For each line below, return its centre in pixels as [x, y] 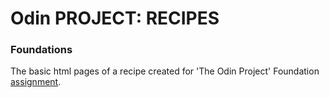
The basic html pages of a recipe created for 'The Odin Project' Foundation [165, 71]
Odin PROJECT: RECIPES [115, 18]
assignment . [36, 82]
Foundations [41, 50]
